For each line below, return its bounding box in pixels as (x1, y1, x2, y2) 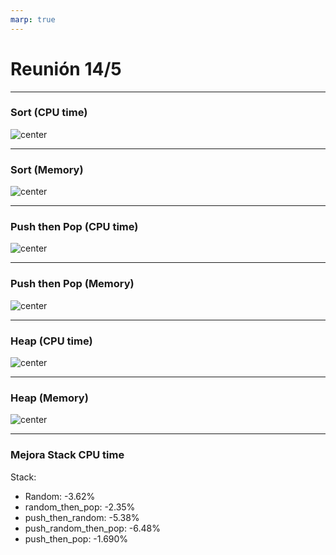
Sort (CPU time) (10, 106, 88, 120)
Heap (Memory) (10, 391, 89, 405)
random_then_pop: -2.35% (24, 501, 136, 513)
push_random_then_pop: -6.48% (24, 522, 161, 534)
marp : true (10, 14, 56, 25)
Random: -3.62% (24, 490, 96, 502)
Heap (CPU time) (10, 334, 93, 348)
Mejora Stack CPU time (10, 448, 125, 462)
